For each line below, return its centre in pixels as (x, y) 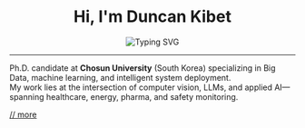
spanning (27, 96)
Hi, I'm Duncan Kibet (152, 17)
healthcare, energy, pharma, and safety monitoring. (142, 96)
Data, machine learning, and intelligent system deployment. (120, 77)
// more (23, 114)
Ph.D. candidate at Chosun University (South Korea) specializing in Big (143, 68)
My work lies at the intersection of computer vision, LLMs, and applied (141, 87)
